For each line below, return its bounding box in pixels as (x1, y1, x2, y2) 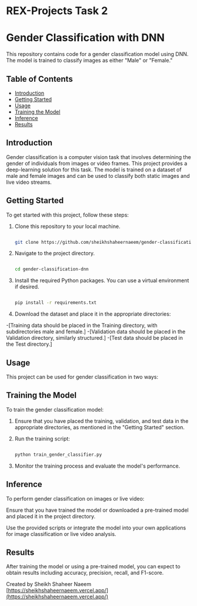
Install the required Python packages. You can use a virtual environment (14, 277, 189, 284)
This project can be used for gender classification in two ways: (6, 373, 159, 380)
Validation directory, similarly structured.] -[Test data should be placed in (6, 335, 183, 342)
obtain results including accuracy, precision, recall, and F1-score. (6, 569, 164, 577)
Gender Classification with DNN (6, 31, 165, 45)
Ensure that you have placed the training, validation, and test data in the (14, 417, 189, 425)
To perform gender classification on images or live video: (6, 495, 145, 502)
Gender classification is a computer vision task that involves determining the (6, 153, 191, 160)
